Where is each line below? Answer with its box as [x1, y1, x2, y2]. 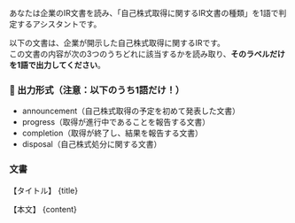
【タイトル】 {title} [9, 185, 78, 196]
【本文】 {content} [9, 204, 77, 214]
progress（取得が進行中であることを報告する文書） [21, 117, 211, 127]
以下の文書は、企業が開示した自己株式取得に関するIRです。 [9, 38, 226, 48]
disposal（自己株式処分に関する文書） [21, 139, 162, 150]
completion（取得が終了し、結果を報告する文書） [21, 127, 204, 139]
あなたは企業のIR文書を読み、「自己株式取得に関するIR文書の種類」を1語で [9, 8, 279, 18]
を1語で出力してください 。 [9, 60, 106, 70]
